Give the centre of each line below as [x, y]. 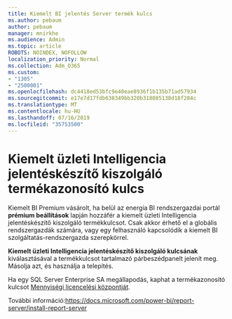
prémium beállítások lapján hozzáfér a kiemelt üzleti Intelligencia [102, 215]
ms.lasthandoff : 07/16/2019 [49, 118]
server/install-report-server [47, 308]
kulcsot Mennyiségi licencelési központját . [69, 287]
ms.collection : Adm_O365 [44, 66]
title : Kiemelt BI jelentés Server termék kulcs [80, 14]
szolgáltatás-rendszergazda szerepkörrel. [68, 238]
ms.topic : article [35, 46]
